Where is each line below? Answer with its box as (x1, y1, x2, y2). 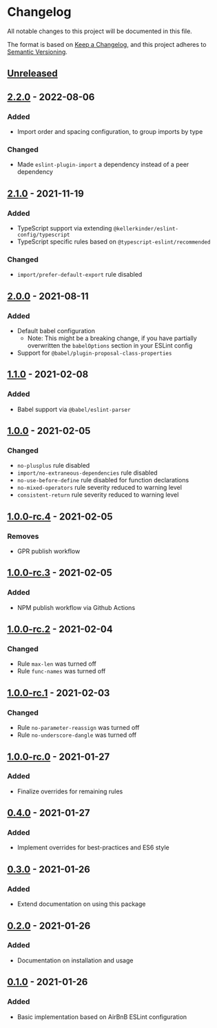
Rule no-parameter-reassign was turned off (17, 724, 140, 732)
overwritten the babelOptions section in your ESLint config (27, 341, 193, 349)
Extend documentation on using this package (17, 900, 146, 908)
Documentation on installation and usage (17, 956, 134, 965)
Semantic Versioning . (7, 48, 68, 56)
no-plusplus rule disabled (17, 462, 90, 470)
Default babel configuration (17, 326, 95, 335)
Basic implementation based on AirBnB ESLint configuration (17, 1012, 187, 1021)
